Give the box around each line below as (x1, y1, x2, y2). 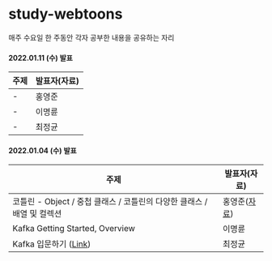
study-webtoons (8, 5, 123, 24)
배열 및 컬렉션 (12, 208, 62, 220)
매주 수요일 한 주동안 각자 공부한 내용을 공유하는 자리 (8, 32, 175, 42)
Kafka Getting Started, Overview (12, 223, 136, 234)
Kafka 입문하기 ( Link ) (12, 238, 91, 250)
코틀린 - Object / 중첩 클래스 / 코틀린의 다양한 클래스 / (12, 196, 208, 208)
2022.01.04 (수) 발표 (8, 145, 77, 155)
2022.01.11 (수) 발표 (8, 53, 73, 62)
